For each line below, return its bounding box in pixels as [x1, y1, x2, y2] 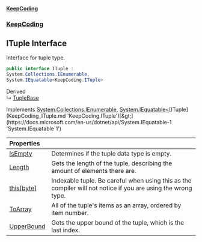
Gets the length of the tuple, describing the [50, 159, 173, 168]
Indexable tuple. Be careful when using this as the [50, 176, 192, 184]
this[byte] [9, 184, 37, 192]
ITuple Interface [6, 38, 67, 48]
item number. [50, 208, 89, 217]
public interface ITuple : [6, 66, 74, 72]
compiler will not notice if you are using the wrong [50, 184, 192, 192]
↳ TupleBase [6, 94, 39, 101]
